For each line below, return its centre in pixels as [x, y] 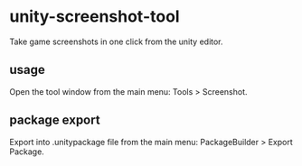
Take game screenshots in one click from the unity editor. [116, 41]
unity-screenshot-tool [94, 17]
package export [55, 120]
